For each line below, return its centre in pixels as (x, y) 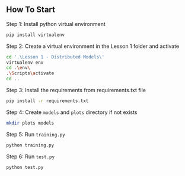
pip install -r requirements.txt (47, 101)
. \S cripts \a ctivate (30, 73)
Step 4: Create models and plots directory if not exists (72, 112)
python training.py (30, 145)
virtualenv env (25, 62)
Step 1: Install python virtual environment (56, 24)
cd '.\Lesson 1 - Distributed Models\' (55, 57)
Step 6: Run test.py (31, 157)
